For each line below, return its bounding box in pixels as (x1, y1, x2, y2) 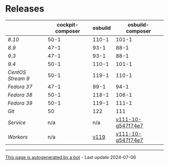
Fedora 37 (8, 83, 33, 90)
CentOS (8, 68, 27, 75)
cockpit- (57, 21, 79, 28)
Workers (8, 133, 28, 140)
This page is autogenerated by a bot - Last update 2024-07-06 (5, 154, 136, 160)
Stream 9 (8, 75, 30, 82)
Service (8, 119, 26, 126)
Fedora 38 (8, 91, 33, 98)
